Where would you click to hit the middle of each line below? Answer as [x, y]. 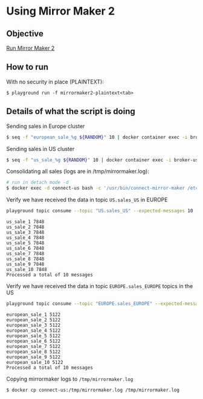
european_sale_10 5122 [35, 362]
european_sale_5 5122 [34, 336]
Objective [25, 34]
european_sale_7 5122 [34, 346]
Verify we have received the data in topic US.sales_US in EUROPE [87, 200]
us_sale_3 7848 [25, 232]
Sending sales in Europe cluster [46, 126]
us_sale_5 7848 [25, 243]
